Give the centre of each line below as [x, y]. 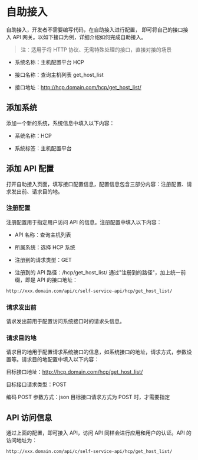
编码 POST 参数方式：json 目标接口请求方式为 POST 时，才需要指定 [88, 397]
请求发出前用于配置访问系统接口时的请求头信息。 [65, 321]
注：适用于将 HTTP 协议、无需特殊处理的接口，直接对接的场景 [96, 49]
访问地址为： [22, 440]
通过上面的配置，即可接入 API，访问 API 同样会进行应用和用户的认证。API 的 [99, 433]
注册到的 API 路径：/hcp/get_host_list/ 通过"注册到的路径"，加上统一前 [100, 272]
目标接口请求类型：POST [36, 384]
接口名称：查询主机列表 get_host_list [59, 74]
